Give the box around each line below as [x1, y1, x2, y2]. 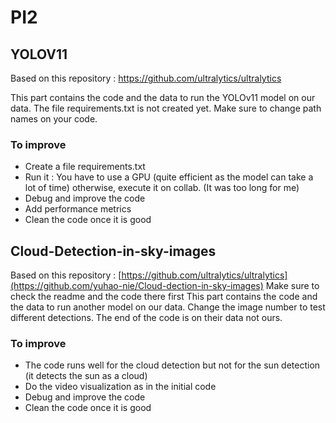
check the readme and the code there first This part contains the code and [10, 291, 318, 303]
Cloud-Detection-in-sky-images [10, 242, 217, 260]
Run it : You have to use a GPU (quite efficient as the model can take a [24, 171, 314, 183]
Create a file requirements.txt [24, 161, 146, 173]
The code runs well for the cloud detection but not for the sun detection [24, 359, 321, 371]
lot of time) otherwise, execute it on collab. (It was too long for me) [24, 182, 300, 194]
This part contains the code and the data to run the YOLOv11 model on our [10, 92, 316, 103]
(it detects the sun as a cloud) [24, 370, 148, 382]
